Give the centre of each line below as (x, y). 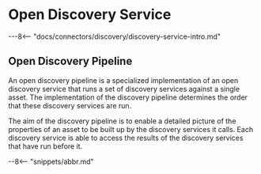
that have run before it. (45, 146)
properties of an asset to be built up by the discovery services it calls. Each (131, 129)
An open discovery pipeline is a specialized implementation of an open (123, 80)
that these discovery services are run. (70, 105)
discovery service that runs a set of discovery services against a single (124, 89)
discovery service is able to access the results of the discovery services (126, 138)
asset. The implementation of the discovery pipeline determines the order (128, 97)
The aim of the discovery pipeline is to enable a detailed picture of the (122, 121)
